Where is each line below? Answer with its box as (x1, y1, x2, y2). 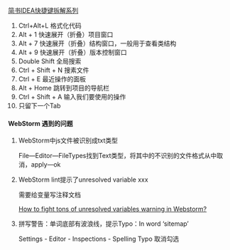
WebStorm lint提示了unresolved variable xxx (18, 175, 148, 184)
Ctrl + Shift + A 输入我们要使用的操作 (18, 93, 126, 101)
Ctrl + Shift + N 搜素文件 (18, 66, 89, 74)
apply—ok (31, 160, 61, 169)
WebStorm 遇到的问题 (8, 119, 73, 127)
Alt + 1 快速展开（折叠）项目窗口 (18, 31, 114, 38)
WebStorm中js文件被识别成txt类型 (18, 136, 119, 145)
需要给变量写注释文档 (18, 191, 81, 199)
